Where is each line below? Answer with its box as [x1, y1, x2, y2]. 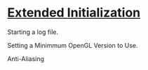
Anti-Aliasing [7, 54, 44, 63]
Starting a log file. [7, 28, 59, 36]
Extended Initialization [7, 5, 141, 21]
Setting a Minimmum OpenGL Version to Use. [7, 41, 138, 49]
